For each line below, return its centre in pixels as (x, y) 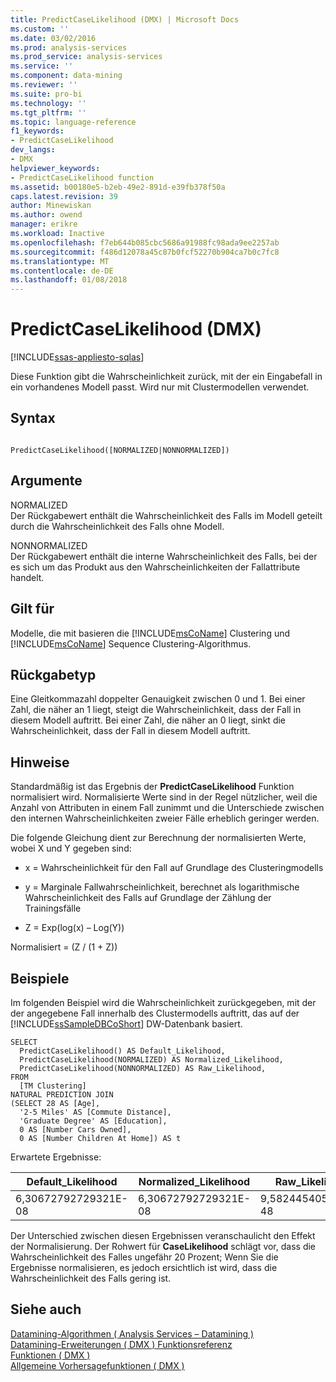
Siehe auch (46, 1309)
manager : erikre (44, 224)
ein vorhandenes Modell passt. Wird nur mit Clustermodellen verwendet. (160, 387)
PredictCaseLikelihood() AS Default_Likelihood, (122, 1051)
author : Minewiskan (51, 206)
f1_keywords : (37, 131)
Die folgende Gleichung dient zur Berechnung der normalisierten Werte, (158, 838)
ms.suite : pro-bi (46, 94)
